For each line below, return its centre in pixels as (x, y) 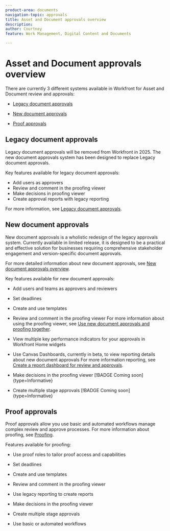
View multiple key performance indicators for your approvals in (79, 339)
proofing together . (32, 329)
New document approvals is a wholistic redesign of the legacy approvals (82, 237)
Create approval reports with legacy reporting (61, 199)
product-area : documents (32, 10)
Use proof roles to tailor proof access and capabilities (69, 454)
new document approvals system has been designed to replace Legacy (80, 157)
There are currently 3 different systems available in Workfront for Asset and (85, 88)
